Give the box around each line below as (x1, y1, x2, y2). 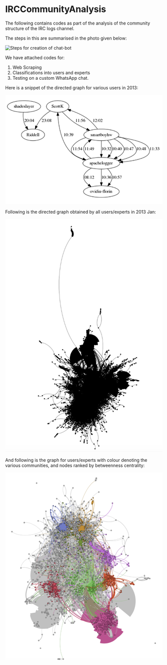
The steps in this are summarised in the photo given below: (5, 35, 127, 41)
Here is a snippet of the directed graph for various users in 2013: (5, 84, 138, 91)
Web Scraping (12, 64, 42, 70)
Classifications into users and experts (12, 69, 90, 76)
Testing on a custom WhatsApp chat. (12, 75, 89, 81)
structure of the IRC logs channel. (5, 25, 74, 31)
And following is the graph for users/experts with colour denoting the (5, 457, 147, 463)
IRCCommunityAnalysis (5, 4, 106, 15)
